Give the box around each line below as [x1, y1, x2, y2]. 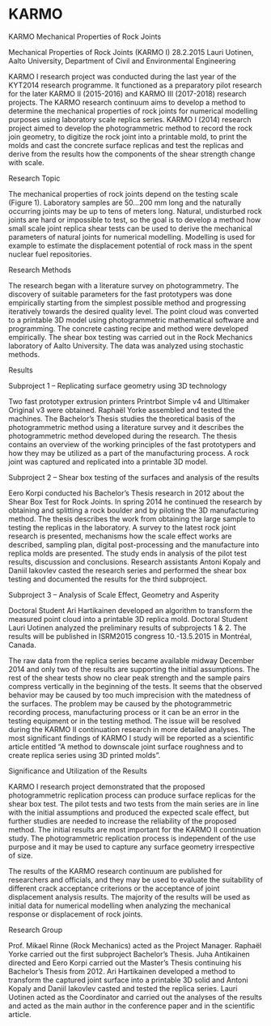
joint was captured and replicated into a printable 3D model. [8, 457, 209, 466]
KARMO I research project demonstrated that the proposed [8, 781, 205, 791]
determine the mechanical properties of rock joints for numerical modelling [8, 106, 258, 116]
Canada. [8, 640, 36, 649]
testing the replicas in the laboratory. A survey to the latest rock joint [8, 522, 236, 532]
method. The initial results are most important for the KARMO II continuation [8, 824, 261, 834]
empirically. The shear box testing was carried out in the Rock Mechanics [8, 332, 253, 342]
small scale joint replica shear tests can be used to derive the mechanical [8, 224, 253, 233]
